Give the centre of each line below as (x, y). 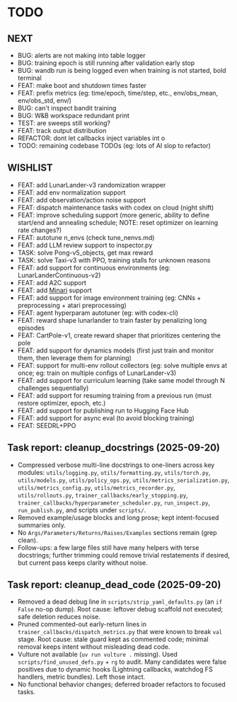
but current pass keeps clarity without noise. (83, 563)
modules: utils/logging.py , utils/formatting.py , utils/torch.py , (114, 472)
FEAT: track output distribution (62, 131)
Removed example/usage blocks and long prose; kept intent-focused (118, 517)
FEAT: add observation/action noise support (82, 200)
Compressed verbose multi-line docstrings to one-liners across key (116, 465)
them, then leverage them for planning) (75, 357)
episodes (31, 328)
